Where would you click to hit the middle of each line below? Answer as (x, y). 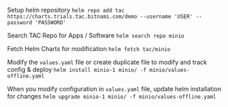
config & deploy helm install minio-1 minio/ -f (77, 69)
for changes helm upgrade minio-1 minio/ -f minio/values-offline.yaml (112, 96)
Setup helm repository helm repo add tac (66, 10)
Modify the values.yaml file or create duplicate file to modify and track (107, 62)
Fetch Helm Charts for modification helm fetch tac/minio (89, 49)
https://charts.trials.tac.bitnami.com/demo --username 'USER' (100, 17)
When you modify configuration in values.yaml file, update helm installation (114, 89)
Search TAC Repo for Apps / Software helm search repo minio (96, 35)
